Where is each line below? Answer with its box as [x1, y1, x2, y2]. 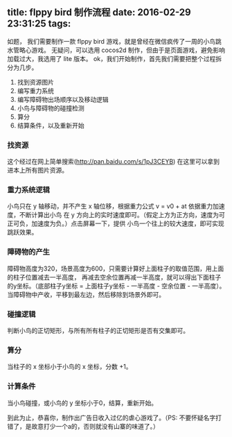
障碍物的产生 [7, 247, 51, 257]
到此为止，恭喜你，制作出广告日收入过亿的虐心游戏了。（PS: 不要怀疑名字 [7, 413, 216, 422]
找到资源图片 [17, 78, 54, 86]
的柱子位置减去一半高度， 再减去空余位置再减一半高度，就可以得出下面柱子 [7, 273, 222, 281]
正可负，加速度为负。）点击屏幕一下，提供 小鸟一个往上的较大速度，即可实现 [7, 219, 224, 228]
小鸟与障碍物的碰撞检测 [17, 103, 84, 112]
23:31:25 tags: [7, 18, 71, 30]
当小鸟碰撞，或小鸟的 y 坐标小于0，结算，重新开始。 [7, 398, 158, 407]
